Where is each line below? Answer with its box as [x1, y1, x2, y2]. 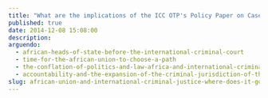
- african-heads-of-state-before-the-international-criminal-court [15, 48, 245, 56]
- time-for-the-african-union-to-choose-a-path [15, 56, 177, 64]
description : [8, 33, 52, 42]
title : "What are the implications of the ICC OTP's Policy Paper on [8, 11, 245, 20]
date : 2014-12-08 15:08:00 [8, 26, 98, 34]
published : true [8, 19, 62, 27]
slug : [8, 77, 26, 85]
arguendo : [8, 41, 41, 49]
